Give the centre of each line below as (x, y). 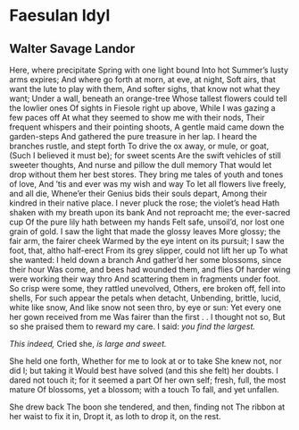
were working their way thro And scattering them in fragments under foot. (145, 279)
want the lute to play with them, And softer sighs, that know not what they (145, 89)
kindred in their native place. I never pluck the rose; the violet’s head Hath (145, 203)
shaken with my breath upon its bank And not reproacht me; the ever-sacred (150, 212)
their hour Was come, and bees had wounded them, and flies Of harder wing (150, 270)
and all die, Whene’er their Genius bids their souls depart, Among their (138, 194)
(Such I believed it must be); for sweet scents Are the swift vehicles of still (145, 156)
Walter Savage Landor (72, 49)
